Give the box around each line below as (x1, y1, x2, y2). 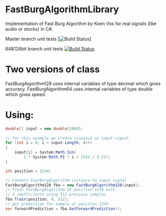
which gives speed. (5, 91, 46, 98)
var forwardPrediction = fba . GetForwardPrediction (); (5, 206, 123, 211)
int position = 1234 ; (5, 169, 52, 174)
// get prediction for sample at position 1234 (5, 202, 109, 207)
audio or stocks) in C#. (5, 26, 54, 32)
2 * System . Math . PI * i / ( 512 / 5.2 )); (23, 155, 111, 160)
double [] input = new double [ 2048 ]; (5, 126, 83, 131)
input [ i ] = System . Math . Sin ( (14, 150, 77, 155)
